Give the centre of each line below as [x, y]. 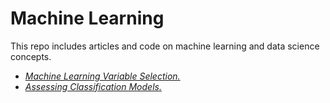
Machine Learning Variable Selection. [102, 76]
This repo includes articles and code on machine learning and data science [165, 46]
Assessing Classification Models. [93, 86]
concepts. [31, 56]
